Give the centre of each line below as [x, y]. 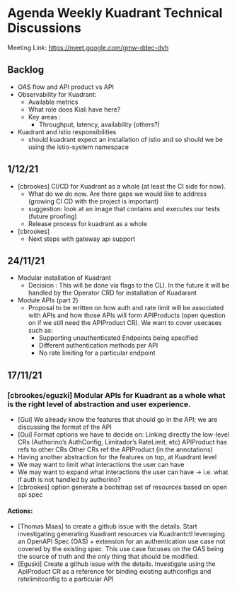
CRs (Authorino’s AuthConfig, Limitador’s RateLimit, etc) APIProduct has [122, 442]
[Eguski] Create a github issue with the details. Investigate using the [116, 564]
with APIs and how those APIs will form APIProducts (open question [127, 315]
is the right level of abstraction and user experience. [99, 404]
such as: [40, 331]
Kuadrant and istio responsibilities [67, 131]
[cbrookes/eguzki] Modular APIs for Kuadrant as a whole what [116, 395]
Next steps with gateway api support [82, 239]
